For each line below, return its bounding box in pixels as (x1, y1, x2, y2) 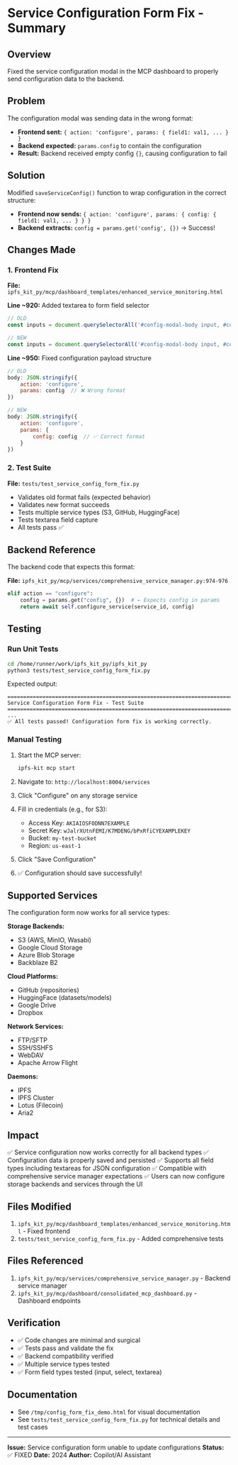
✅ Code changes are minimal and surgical (17, 1335, 140, 1344)
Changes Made (7, 244, 76, 256)
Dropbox (17, 1008, 44, 1017)
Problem (7, 95, 46, 107)
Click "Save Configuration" (17, 854, 96, 863)
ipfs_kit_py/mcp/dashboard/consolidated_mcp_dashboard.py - (17, 1288, 197, 1297)
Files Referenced (7, 1255, 84, 1267)
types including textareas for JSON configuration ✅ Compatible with (7, 1164, 207, 1173)
